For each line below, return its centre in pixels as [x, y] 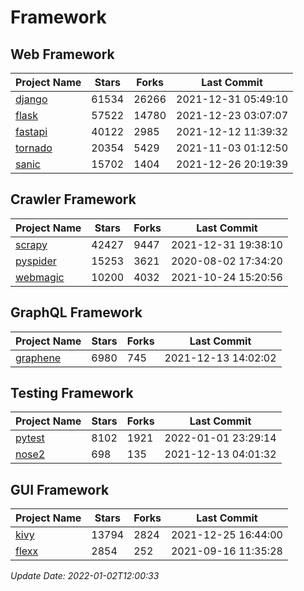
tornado [34, 148]
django [31, 99]
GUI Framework [60, 489]
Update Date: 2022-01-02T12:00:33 [85, 576]
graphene [38, 358]
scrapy [31, 244]
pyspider [36, 261]
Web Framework [62, 54]
